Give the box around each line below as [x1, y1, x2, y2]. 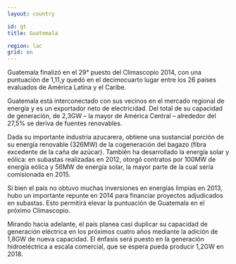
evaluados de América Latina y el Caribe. [7, 83, 127, 92]
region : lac [7, 42, 42, 49]
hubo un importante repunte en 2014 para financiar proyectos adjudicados [7, 191, 223, 200]
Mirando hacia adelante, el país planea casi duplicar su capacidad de [7, 220, 208, 229]
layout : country [7, 10, 55, 18]
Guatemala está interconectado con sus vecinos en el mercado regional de [7, 96, 225, 106]
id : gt [7, 23, 27, 30]
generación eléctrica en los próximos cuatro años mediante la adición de [7, 227, 218, 236]
